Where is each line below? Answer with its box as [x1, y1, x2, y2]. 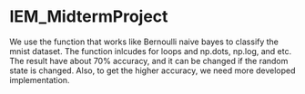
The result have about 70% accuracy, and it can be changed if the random [9, 55, 289, 66]
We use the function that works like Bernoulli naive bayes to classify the [9, 36, 280, 47]
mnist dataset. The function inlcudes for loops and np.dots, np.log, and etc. [9, 45, 292, 56]
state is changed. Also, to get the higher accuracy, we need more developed [9, 65, 296, 76]
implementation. [9, 74, 70, 85]
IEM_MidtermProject [9, 6, 168, 27]
